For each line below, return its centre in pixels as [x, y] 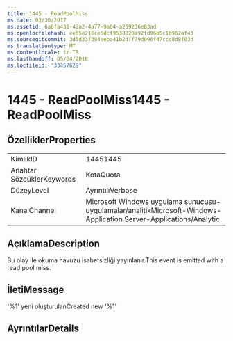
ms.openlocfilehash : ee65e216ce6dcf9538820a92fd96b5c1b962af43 [101, 33]
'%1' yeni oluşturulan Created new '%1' [62, 306]
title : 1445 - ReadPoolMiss [48, 14]
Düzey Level [30, 190]
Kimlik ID [24, 159]
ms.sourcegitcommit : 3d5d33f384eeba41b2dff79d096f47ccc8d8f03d [101, 40]
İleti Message [36, 290]
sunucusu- [202, 201]
